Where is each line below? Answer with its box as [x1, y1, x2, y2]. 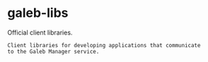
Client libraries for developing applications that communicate [7, 42, 201, 49]
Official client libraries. [7, 28, 73, 37]
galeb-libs [7, 5, 69, 21]
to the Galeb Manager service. [7, 48, 100, 55]
